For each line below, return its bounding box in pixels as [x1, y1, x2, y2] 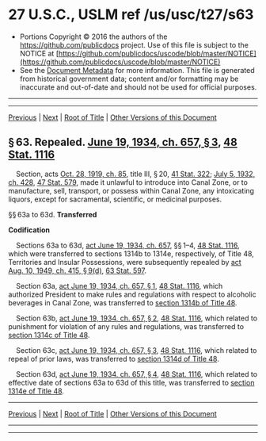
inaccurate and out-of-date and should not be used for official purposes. [19, 82, 257, 92]
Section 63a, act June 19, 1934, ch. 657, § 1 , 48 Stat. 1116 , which [15, 281, 223, 290]
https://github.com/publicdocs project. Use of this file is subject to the [19, 40, 249, 49]
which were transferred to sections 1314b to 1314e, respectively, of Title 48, [8, 248, 255, 259]
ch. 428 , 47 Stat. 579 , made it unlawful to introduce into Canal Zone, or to [8, 177, 248, 187]
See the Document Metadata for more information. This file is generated [19, 65, 255, 75]
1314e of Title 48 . [8, 386, 65, 396]
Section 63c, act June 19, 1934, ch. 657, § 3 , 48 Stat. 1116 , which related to [15, 345, 257, 355]
